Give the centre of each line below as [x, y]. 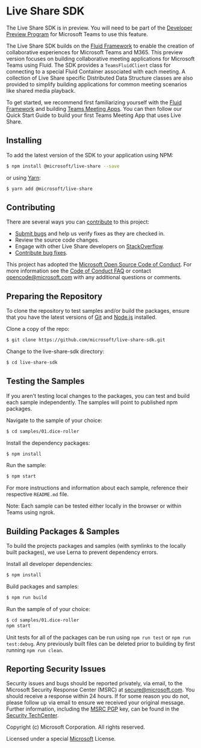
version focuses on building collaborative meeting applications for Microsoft [100, 58]
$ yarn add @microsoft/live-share [50, 189]
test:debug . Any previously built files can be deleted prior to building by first [101, 644]
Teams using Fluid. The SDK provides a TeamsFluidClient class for [89, 65]
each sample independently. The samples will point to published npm [92, 402]
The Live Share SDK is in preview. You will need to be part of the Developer [99, 28]
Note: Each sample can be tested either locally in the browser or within [94, 506]
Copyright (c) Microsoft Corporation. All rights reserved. [76, 727]
